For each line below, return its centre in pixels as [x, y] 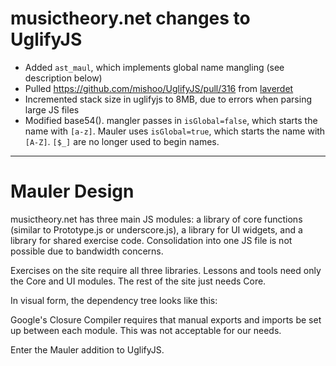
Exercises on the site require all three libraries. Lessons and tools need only [166, 270]
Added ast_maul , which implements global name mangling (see [154, 67]
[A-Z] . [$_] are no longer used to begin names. [122, 141]
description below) [63, 78]
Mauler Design [72, 191]
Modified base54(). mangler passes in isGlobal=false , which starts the [171, 120]
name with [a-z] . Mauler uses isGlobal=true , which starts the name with [175, 131]
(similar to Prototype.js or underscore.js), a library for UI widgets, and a [156, 229]
